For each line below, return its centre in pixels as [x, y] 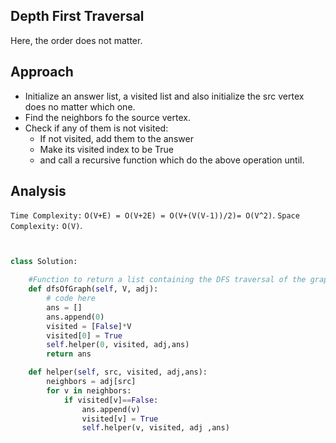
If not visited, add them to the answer [116, 138]
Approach [42, 72]
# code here [71, 299]
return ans [69, 354]
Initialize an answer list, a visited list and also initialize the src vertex [164, 96]
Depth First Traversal [77, 16]
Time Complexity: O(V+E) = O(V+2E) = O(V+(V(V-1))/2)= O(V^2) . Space [155, 215]
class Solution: [44, 262]
